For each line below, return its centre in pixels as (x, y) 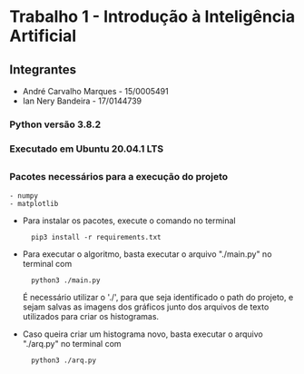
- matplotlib (34, 203)
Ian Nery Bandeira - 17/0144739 (82, 101)
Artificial (43, 36)
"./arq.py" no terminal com (72, 343)
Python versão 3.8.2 (55, 124)
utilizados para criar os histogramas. (91, 316)
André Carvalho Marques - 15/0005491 (96, 91)
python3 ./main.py (66, 280)
